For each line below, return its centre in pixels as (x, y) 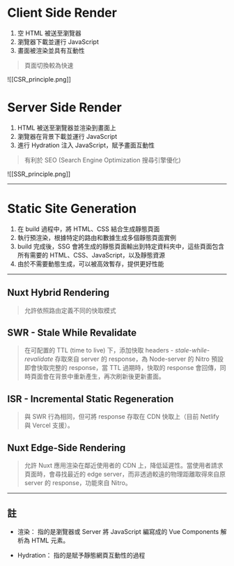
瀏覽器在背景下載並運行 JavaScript (67, 136)
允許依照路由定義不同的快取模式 (70, 310)
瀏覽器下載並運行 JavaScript (58, 42)
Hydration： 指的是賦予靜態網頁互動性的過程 (81, 555)
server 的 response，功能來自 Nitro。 (78, 483)
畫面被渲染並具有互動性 (51, 50)
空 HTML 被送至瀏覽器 (49, 33)
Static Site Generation (72, 209)
